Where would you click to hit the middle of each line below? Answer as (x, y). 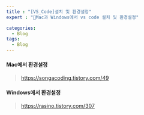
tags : (13, 39)
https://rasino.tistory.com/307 (58, 106)
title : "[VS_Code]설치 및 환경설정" (49, 12)
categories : (21, 28)
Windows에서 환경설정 (34, 92)
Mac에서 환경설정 (27, 64)
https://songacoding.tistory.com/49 (65, 78)
